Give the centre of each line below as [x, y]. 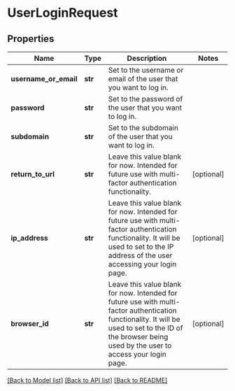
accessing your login [142, 264]
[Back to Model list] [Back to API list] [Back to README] [87, 380]
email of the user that [143, 79]
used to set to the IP [141, 247]
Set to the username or [146, 70]
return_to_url [33, 174]
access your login [137, 354]
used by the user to [140, 346]
